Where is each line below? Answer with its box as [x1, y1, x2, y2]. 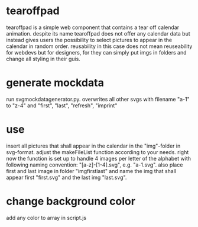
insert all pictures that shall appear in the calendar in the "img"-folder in [6, 142, 181, 149]
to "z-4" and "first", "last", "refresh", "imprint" [6, 102, 118, 109]
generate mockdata [6, 76, 105, 89]
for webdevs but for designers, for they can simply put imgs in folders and [6, 49, 187, 56]
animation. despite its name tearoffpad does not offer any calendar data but [6, 30, 190, 37]
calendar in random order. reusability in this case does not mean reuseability [6, 43, 193, 50]
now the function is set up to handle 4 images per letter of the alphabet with [6, 155, 191, 162]
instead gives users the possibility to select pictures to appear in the [6, 36, 173, 43]
